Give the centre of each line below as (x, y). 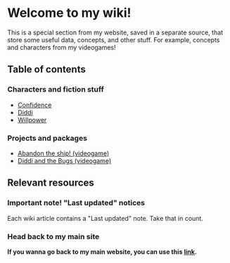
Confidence (34, 105)
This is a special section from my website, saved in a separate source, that (115, 32)
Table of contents (46, 69)
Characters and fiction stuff (56, 89)
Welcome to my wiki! (69, 13)
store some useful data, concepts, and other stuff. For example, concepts (114, 39)
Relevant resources (51, 183)
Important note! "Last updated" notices (76, 203)
